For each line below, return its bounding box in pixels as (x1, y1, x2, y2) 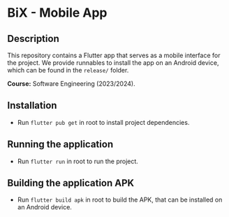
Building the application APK (7, 177, 135, 189)
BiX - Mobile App (7, 5, 108, 21)
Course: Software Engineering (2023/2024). (7, 80, 135, 88)
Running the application (7, 138, 114, 151)
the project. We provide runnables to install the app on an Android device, (7, 59, 219, 67)
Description (7, 33, 59, 45)
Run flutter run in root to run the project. (17, 157, 138, 165)
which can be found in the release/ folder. (7, 66, 129, 74)
